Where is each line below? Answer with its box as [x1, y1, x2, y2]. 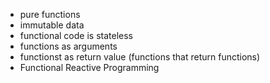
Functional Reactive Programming [19, 62, 160, 73]
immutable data [19, 19, 85, 31]
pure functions [19, 9, 81, 20]
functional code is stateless [19, 30, 133, 41]
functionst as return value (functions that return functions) [19, 51, 261, 63]
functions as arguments [19, 40, 118, 52]
